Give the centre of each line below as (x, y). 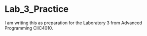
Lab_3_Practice (37, 9)
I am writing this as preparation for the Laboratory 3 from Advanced (73, 23)
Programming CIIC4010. (29, 28)
